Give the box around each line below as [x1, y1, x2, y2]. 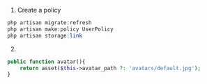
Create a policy [17, 6, 61, 14]
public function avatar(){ [7, 58, 86, 65]
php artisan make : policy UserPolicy [7, 26, 114, 33]
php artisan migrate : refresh [7, 19, 92, 26]
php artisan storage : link [7, 32, 82, 39]
